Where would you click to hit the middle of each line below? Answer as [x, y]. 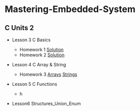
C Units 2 [19, 28]
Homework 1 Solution [42, 49]
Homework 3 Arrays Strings [48, 74]
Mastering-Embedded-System [70, 9]
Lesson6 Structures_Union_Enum [46, 103]
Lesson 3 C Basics [31, 40]
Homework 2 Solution [42, 55]
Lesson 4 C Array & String [39, 65]
